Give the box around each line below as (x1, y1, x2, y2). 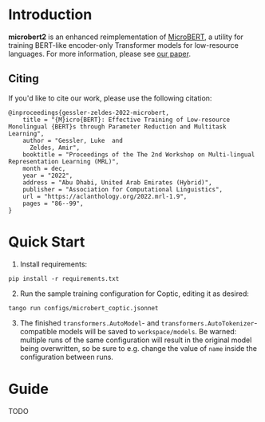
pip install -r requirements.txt (8, 274, 120, 282)
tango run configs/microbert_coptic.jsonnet (8, 304, 159, 312)
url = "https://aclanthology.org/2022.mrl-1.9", (22, 192, 188, 200)
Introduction (8, 6, 93, 24)
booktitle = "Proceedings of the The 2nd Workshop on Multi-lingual (22, 150, 255, 159)
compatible (19, 326, 57, 336)
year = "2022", (22, 172, 73, 179)
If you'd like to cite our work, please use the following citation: (8, 93, 212, 103)
